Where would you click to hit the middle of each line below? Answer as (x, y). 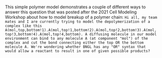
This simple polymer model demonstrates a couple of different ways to (75, 7)
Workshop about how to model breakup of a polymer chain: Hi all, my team (81, 17)
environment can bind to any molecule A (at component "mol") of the (77, 38)
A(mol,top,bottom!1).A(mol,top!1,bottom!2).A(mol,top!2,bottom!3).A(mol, (81, 30)
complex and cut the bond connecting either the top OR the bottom (74, 43)
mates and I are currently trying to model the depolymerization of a (78, 22)
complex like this (23, 26)
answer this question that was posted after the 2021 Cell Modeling (71, 12)
